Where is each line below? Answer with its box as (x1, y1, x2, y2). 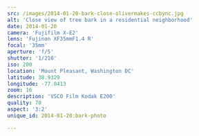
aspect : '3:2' (7, 106, 48, 113)
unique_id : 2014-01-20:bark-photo (7, 112, 107, 119)
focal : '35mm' (7, 42, 48, 49)
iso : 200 (7, 61, 32, 68)
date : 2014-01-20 (7, 23, 57, 30)
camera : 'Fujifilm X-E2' (7, 29, 79, 36)
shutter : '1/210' (7, 55, 57, 62)
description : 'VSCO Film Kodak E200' (7, 93, 116, 100)
